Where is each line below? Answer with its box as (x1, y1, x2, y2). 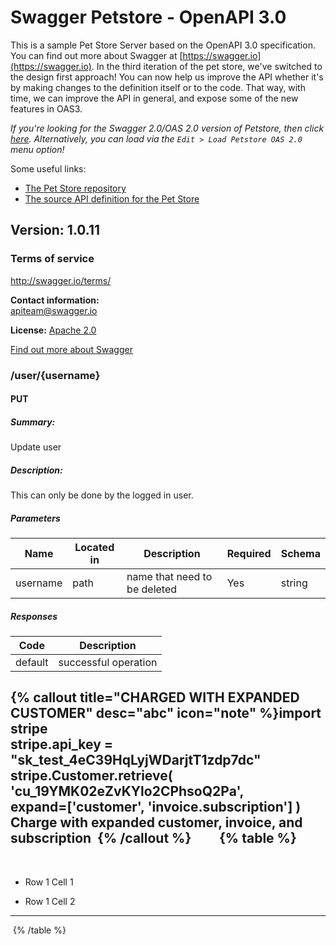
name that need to (126, 570, 213, 584)
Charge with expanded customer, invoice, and (10, 814, 303, 831)
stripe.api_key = (10, 736, 114, 753)
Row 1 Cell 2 (24, 895, 76, 907)
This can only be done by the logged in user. (10, 489, 194, 501)
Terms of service (10, 252, 95, 266)
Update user (10, 441, 62, 453)
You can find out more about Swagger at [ (10, 49, 183, 61)
